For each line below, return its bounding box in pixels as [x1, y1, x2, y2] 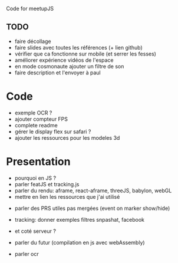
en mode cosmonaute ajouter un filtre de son [14, 63, 124, 70]
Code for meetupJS [6, 5, 54, 12]
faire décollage [14, 38, 51, 45]
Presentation [6, 154, 71, 168]
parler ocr [14, 250, 39, 257]
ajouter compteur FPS [14, 115, 68, 123]
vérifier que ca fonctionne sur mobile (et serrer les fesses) [14, 50, 156, 57]
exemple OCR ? [14, 109, 52, 116]
